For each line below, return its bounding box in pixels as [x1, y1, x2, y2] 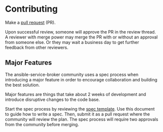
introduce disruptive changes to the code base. [5, 96, 100, 102]
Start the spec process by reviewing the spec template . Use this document [5, 106, 155, 112]
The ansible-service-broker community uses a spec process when [5, 72, 139, 77]
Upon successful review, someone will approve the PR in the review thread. [5, 29, 156, 35]
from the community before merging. [5, 121, 79, 127]
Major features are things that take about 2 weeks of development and [5, 91, 146, 97]
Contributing [5, 3, 58, 15]
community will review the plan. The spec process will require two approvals [5, 116, 159, 122]
